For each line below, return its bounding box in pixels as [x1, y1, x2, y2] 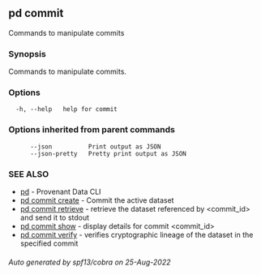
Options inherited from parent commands [8, 124, 176, 135]
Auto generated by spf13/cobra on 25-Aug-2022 [8, 257, 172, 267]
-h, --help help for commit [15, 105, 118, 114]
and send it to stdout [19, 213, 90, 222]
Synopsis [8, 48, 46, 59]
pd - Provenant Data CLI [19, 187, 101, 196]
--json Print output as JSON [29, 142, 161, 151]
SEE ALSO [8, 168, 49, 179]
